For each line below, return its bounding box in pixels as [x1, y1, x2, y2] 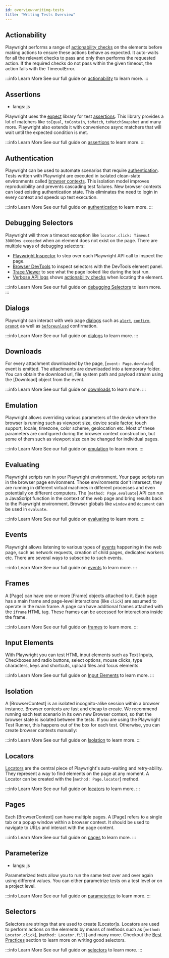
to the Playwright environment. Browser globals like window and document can [5, 501, 164, 507]
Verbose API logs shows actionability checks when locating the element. [12, 274, 164, 280]
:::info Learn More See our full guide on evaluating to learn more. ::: [5, 516, 145, 522]
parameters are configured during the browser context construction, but [5, 431, 155, 437]
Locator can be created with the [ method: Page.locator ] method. [5, 776, 140, 782]
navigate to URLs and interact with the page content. [5, 825, 115, 831]
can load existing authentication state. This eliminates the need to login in [5, 189, 158, 195]
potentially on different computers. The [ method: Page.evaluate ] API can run [5, 490, 164, 496]
